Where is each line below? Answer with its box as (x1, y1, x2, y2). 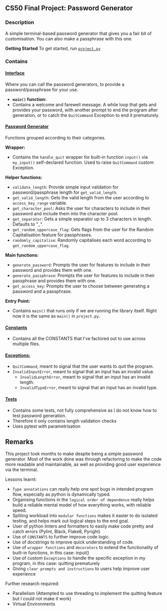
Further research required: (5, 581, 60, 587)
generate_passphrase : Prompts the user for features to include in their (12, 272, 155, 279)
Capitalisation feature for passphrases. (12, 232, 92, 238)
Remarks (5, 438, 34, 446)
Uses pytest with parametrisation (12, 423, 81, 429)
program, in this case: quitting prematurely (12, 561, 100, 567)
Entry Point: (5, 298, 30, 304)
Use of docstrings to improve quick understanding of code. (12, 539, 135, 545)
